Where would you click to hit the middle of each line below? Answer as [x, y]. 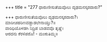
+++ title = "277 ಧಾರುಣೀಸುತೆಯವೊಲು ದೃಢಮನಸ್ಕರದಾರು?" [54, 7]
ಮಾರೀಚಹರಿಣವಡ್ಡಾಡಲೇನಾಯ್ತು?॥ [31, 22]
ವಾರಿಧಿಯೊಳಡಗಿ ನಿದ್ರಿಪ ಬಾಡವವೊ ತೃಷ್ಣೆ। [34, 28]
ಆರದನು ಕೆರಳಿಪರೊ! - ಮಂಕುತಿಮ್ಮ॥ [32, 34]
